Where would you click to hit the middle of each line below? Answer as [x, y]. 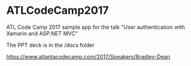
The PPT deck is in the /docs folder [50, 45]
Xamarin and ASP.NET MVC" [42, 33]
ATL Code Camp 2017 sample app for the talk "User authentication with [96, 27]
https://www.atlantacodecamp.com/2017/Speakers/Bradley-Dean [88, 56]
